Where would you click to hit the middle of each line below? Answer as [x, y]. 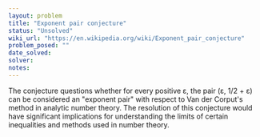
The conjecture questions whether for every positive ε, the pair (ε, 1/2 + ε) [131, 91]
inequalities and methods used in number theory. [89, 124]
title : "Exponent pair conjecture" [68, 23]
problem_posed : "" [39, 46]
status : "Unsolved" [41, 30]
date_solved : [30, 53]
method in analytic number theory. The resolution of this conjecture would [130, 107]
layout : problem [35, 16]
